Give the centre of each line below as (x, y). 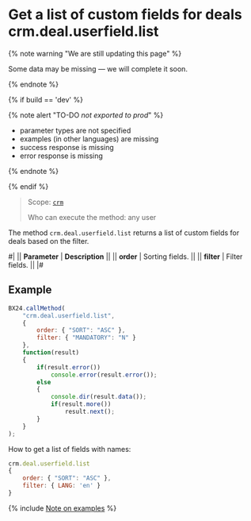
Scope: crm (46, 202)
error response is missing (61, 156)
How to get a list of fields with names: (70, 449)
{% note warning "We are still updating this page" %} (95, 53)
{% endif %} (29, 186)
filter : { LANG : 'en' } (62, 486)
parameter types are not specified (75, 130)
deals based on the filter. (49, 241)
